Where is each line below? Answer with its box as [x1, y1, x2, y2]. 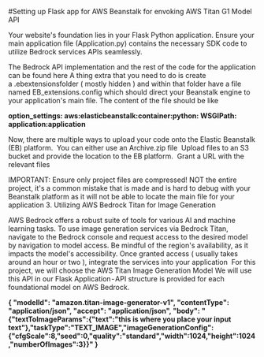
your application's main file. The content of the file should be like [8, 96, 219, 105]
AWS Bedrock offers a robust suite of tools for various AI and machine [8, 216, 236, 225]
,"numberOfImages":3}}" [8, 340, 94, 349]
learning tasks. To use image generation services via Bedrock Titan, [8, 224, 229, 233]
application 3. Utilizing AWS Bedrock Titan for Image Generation [8, 200, 217, 210]
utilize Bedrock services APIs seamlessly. [8, 47, 143, 56]
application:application [8, 120, 86, 128]
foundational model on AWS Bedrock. [8, 283, 130, 292]
